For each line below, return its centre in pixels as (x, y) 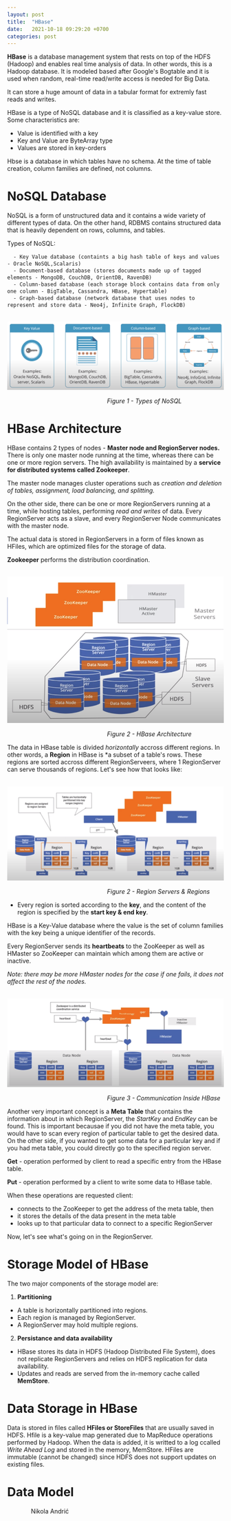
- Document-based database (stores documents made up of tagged (107, 271)
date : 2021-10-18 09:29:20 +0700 (58, 29)
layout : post (26, 14)
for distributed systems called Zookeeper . (68, 470)
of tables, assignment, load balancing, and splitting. (81, 491)
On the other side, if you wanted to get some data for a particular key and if (114, 1141)
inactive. (19, 961)
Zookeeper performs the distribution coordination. (78, 560)
